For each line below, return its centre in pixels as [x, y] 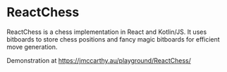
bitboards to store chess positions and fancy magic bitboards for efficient [113, 39]
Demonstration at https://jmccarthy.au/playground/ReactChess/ [99, 60]
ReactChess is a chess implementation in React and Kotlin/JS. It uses [107, 32]
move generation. [32, 47]
